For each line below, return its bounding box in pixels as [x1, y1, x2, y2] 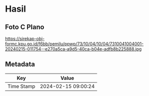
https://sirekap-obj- [5, 36, 45, 41]
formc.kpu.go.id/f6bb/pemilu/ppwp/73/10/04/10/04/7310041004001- [5, 41, 144, 47]
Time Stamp [7, 83, 36, 90]
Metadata [5, 60, 35, 69]
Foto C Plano [5, 23, 44, 31]
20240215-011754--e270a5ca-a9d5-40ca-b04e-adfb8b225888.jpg [5, 46, 142, 52]
